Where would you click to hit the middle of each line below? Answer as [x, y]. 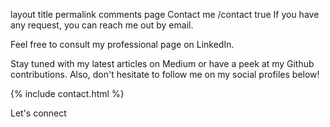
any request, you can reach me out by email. [102, 25]
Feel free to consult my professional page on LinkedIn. [122, 44]
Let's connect [38, 113]
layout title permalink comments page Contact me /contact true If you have [165, 14]
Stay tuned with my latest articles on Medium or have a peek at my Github [162, 63]
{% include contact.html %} [67, 93]
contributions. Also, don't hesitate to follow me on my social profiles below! [165, 74]
